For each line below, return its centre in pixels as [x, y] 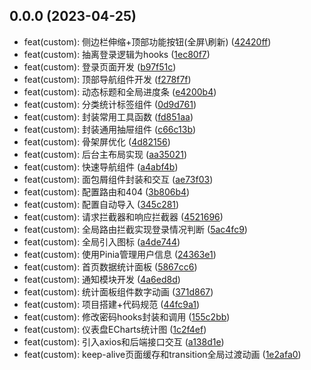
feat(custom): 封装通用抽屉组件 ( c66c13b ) [110, 129]
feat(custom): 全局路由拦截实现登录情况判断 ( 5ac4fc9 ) [135, 229]
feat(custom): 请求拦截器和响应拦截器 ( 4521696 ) [123, 216]
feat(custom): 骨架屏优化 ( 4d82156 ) [97, 141]
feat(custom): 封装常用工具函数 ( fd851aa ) [108, 116]
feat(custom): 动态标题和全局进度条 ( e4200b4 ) [120, 91]
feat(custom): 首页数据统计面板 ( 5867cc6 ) [110, 266]
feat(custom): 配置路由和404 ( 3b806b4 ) [107, 191]
